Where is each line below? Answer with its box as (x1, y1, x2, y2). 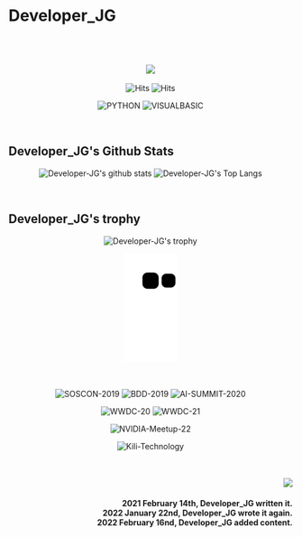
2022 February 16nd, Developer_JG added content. (96, 517, 293, 528)
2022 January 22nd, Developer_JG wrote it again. (102, 507, 293, 519)
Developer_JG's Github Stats (8, 144, 175, 159)
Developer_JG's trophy (8, 211, 141, 227)
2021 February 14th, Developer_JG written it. (122, 498, 293, 509)
